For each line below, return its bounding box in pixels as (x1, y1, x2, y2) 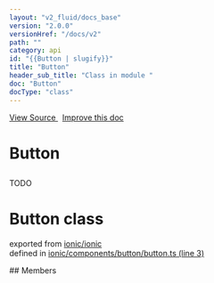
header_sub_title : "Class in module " (9, 71, 153, 80)
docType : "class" (9, 87, 74, 96)
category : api (9, 46, 62, 55)
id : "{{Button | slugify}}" (9, 54, 114, 63)
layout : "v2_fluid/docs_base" (9, 12, 122, 22)
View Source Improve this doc (9, 112, 125, 123)
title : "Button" (9, 63, 70, 72)
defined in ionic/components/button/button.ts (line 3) (9, 247, 205, 258)
